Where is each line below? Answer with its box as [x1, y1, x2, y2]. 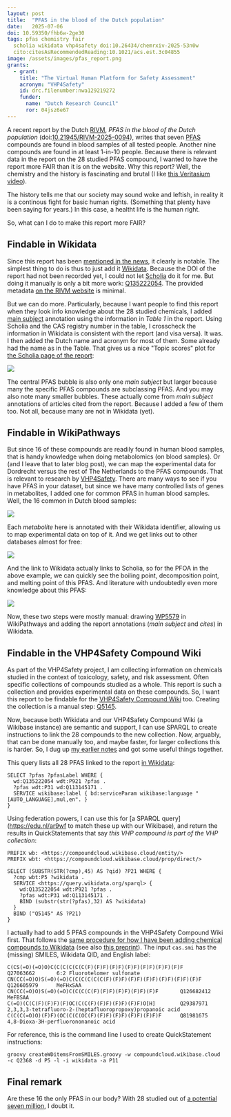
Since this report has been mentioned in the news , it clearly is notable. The [7, 257, 220, 265]
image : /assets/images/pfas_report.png [7, 55, 122, 62]
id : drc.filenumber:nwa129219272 [19, 87, 116, 94]
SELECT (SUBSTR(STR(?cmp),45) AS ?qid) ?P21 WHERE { [7, 868, 162, 875]
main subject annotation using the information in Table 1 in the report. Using [7, 314, 223, 322]
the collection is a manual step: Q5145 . [7, 703, 117, 711]
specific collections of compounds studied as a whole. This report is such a [7, 681, 222, 689]
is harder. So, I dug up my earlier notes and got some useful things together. [7, 745, 223, 754]
